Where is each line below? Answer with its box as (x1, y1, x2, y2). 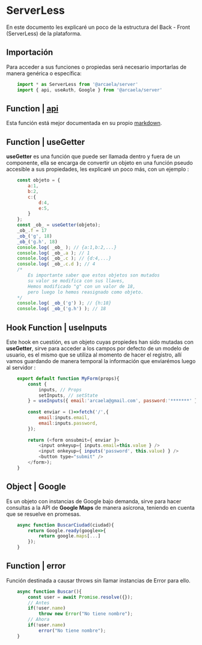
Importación (6, 47, 54, 58)
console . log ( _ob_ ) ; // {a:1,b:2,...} (17, 244, 117, 250)
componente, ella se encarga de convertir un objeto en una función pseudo (6, 159, 194, 167)
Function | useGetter (6, 136, 85, 147)
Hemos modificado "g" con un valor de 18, (28, 283, 136, 289)
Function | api (6, 103, 59, 114)
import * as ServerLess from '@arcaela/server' (17, 81, 138, 87)
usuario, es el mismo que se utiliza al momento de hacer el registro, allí (6, 351, 182, 358)
